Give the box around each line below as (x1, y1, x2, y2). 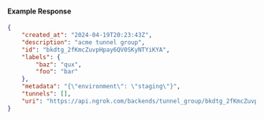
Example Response (7, 6, 72, 16)
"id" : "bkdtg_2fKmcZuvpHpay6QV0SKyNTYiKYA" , (21, 46, 170, 54)
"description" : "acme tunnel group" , (21, 38, 146, 47)
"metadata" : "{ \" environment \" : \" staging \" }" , (21, 83, 180, 91)
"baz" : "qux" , (35, 60, 82, 69)
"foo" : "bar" (35, 68, 79, 76)
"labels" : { (21, 53, 61, 61)
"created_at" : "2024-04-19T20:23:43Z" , (21, 32, 153, 39)
